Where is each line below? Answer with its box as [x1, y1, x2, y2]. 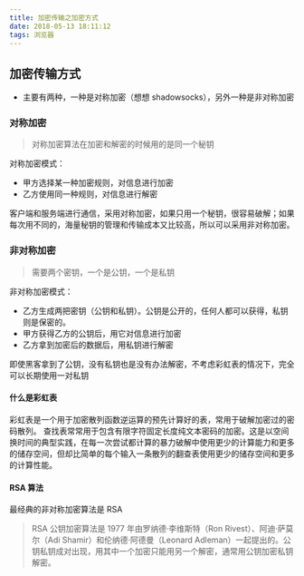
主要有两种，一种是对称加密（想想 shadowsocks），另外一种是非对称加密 [22, 92, 295, 103]
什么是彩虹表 [9, 392, 57, 404]
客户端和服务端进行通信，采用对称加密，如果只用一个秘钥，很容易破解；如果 [9, 208, 295, 219]
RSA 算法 [9, 482, 43, 493]
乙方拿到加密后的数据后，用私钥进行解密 [22, 339, 174, 350]
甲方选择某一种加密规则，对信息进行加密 [22, 178, 174, 189]
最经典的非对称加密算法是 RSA [9, 504, 123, 515]
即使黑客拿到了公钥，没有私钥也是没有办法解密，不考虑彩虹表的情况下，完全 [9, 358, 295, 369]
